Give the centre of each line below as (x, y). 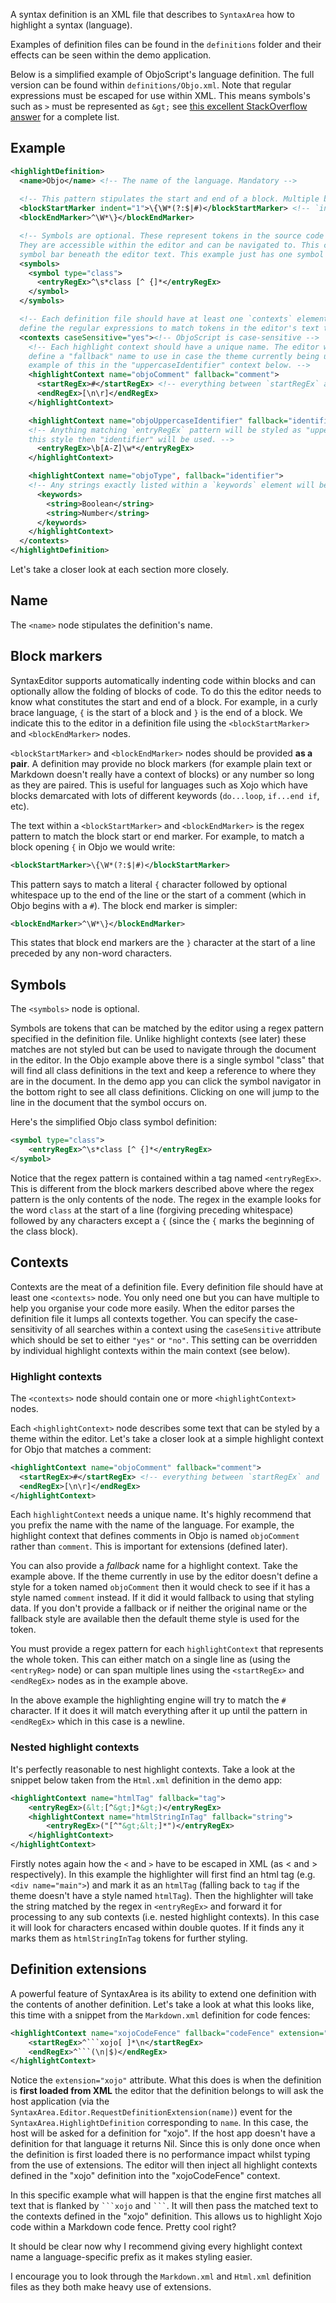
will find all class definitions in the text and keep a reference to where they (163, 1071)
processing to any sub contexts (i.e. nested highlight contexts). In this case (165, 1917)
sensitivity (31, 1329)
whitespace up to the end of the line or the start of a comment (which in (158, 895)
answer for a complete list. (65, 117)
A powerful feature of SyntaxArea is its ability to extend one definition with (163, 1993)
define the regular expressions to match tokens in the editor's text (169, 328)
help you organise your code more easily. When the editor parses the (152, 1308)
